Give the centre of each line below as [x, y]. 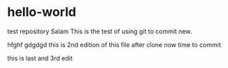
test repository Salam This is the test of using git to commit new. [100, 31]
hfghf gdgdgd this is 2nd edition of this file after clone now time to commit [114, 44]
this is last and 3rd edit [40, 58]
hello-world [42, 12]
